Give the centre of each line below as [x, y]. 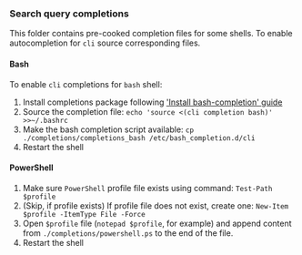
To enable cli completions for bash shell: [86, 84]
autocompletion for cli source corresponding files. [105, 43]
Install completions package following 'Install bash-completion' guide [152, 102]
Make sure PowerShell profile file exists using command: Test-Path [147, 188]
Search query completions [69, 14]
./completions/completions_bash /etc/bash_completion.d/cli [139, 138]
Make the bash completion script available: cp [108, 129]
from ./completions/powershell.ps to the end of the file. [128, 233]
